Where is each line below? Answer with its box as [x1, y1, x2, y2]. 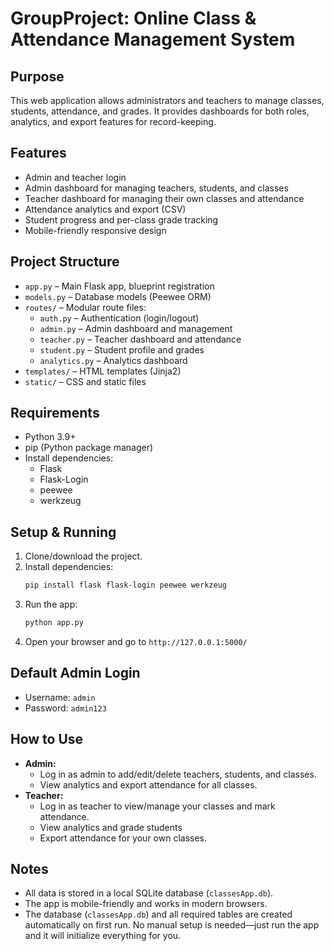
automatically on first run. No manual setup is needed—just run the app [24, 919, 320, 931]
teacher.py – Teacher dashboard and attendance [39, 333, 242, 345]
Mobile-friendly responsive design [24, 224, 167, 236]
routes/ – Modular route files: [24, 301, 147, 313]
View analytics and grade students [39, 821, 183, 833]
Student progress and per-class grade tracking [24, 213, 219, 226]
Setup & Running [10, 523, 117, 541]
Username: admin [24, 691, 96, 703]
